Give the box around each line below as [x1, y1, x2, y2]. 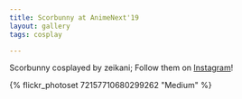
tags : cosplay [9, 30, 63, 39]
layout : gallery [9, 22, 70, 31]
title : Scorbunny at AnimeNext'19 [9, 13, 140, 22]
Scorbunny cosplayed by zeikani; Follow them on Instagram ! [9, 62, 234, 73]
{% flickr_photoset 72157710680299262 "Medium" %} [9, 80, 212, 91]
